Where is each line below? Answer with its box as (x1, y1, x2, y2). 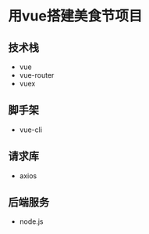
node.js (19, 217, 44, 226)
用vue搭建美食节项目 (8, 7, 143, 25)
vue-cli (19, 125, 43, 134)
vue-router (19, 71, 55, 79)
